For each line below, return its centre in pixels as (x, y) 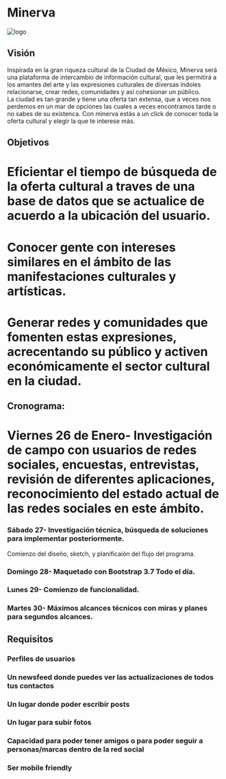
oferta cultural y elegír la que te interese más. (71, 121)
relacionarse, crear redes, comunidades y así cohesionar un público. (104, 91)
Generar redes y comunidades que (108, 323)
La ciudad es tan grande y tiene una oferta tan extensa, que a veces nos (109, 99)
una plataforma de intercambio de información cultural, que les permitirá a (112, 77)
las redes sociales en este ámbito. (105, 509)
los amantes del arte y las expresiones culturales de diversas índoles (104, 84)
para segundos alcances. (50, 617)
